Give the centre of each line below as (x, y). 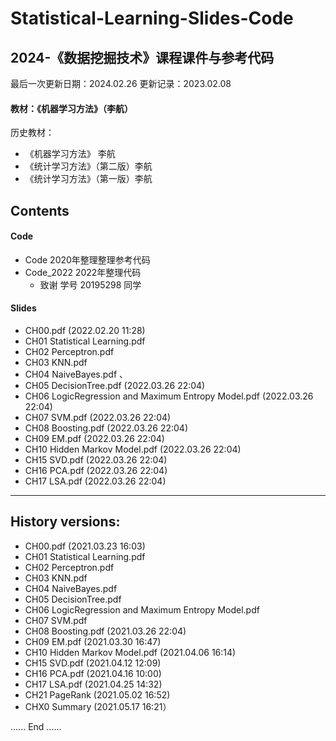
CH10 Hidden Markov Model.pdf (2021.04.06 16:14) (130, 652)
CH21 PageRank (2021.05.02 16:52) (97, 694)
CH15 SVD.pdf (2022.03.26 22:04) (96, 460)
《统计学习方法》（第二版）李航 (88, 166)
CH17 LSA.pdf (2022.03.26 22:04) (95, 481)
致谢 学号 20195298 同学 (90, 284)
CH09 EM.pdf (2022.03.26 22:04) (94, 438)
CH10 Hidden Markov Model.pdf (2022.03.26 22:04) (133, 449)
